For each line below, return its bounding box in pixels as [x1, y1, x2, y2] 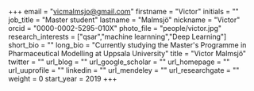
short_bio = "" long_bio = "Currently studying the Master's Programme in [8, 40, 247, 50]
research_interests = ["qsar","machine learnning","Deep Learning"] [8, 32, 227, 41]
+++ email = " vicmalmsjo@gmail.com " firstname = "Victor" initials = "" [8, 7, 240, 16]
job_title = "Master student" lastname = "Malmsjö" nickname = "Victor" [8, 15, 241, 25]
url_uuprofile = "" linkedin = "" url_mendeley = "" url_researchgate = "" [8, 66, 240, 74]
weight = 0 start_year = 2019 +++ [8, 74, 117, 83]
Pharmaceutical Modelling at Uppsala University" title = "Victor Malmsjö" [8, 49, 247, 58]
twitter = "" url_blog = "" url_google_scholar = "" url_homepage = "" [8, 57, 230, 66]
